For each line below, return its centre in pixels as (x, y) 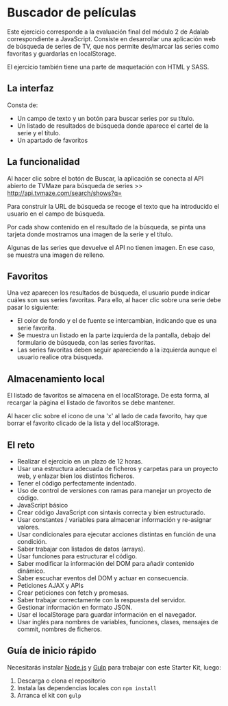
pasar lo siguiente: (33, 308)
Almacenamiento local (56, 379)
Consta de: (23, 105)
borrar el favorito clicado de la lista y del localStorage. (83, 423)
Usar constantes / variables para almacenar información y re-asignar (114, 520)
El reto (21, 445)
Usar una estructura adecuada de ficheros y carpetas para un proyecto (117, 469)
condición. (32, 542)
